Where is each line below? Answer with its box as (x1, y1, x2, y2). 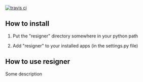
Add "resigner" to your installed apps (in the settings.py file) (12, 43, 138, 49)
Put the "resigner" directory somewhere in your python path (12, 33, 138, 39)
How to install (5, 19, 50, 28)
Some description (5, 71, 42, 77)
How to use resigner (5, 57, 70, 66)
